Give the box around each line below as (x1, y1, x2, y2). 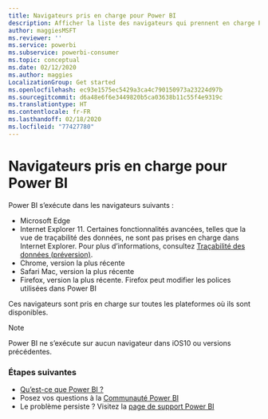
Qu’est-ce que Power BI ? (19, 384, 104, 394)
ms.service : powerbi (8, 41, 77, 49)
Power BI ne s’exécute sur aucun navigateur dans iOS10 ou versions (8, 338, 231, 347)
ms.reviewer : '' (8, 33, 62, 42)
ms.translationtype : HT (8, 100, 88, 108)
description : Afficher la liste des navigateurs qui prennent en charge (8, 19, 255, 27)
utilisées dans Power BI (19, 284, 97, 293)
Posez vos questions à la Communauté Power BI (19, 393, 179, 402)
